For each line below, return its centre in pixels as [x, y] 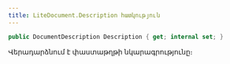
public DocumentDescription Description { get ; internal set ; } [116, 37]
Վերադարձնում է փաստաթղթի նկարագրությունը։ [100, 52]
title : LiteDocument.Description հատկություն [84, 15]
